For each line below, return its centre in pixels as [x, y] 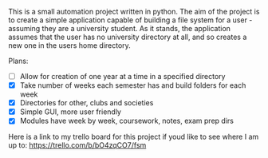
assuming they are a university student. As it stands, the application [120, 28]
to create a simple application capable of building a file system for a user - [130, 20]
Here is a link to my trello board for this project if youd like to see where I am [134, 137]
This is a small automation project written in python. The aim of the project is [134, 12]
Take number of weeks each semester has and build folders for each [133, 85]
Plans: [18, 61]
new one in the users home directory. [70, 45]
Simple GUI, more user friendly [71, 112]
